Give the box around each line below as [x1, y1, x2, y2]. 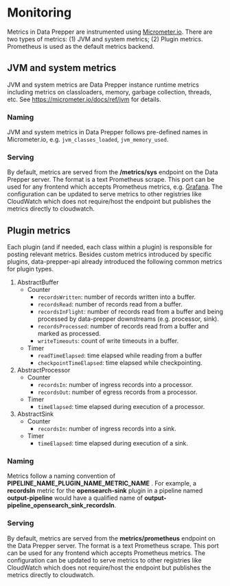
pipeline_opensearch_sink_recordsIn [7, 501, 115, 510]
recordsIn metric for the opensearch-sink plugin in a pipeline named [7, 487, 203, 495]
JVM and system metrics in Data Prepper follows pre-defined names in [7, 128, 208, 136]
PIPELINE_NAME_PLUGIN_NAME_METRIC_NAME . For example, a [7, 479, 197, 488]
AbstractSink [16, 410, 54, 418]
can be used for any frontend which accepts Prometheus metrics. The [7, 549, 206, 557]
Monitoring [7, 5, 72, 21]
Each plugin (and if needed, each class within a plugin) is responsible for [7, 243, 213, 251]
